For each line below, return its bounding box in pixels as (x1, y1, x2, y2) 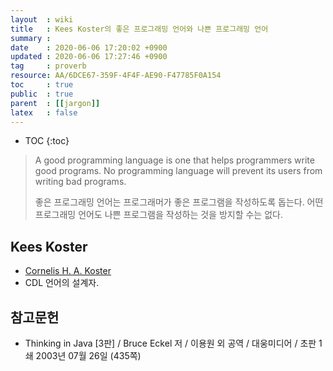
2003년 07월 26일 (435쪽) (35, 350, 142, 361)
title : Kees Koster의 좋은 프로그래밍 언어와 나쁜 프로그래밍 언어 (10, 24, 269, 34)
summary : (10, 33, 52, 43)
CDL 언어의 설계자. (24, 277, 100, 289)
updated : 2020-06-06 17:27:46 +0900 (10, 52, 168, 62)
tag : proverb (10, 61, 87, 71)
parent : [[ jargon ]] (10, 98, 101, 108)
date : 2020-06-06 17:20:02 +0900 (10, 42, 168, 53)
